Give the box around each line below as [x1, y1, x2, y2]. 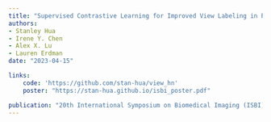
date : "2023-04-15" [8, 57, 74, 65]
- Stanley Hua [8, 27, 56, 35]
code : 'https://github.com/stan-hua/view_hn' [23, 78, 179, 87]
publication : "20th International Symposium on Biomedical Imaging [8, 101, 240, 109]
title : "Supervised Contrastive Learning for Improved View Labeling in [8, 11, 258, 20]
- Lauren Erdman [8, 49, 63, 57]
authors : [8, 19, 38, 27]
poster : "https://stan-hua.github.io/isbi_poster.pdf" [23, 86, 211, 95]
